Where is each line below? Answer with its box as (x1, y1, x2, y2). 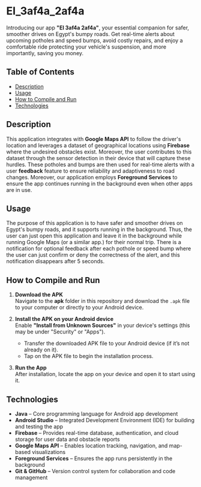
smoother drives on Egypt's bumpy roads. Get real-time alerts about (6, 30, 175, 37)
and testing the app (14, 423, 64, 430)
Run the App (14, 364, 47, 371)
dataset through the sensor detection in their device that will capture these (6, 154, 191, 161)
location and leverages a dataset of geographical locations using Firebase (6, 142, 190, 149)
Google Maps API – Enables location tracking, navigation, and (14, 442, 168, 449)
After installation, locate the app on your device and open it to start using (14, 371, 196, 378)
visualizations (32, 449, 66, 455)
